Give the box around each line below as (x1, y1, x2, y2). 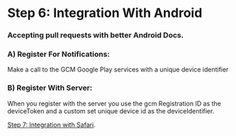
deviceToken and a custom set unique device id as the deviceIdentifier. (7, 106, 215, 115)
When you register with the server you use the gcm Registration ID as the (7, 99, 221, 108)
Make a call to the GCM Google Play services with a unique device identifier (7, 65, 229, 74)
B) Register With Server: (7, 83, 93, 93)
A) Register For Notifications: (7, 50, 110, 59)
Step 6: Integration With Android (7, 5, 203, 21)
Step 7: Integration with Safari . (7, 120, 96, 129)
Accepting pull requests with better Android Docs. (7, 30, 184, 40)
